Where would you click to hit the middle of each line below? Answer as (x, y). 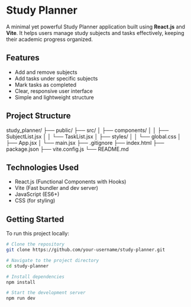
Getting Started (35, 219)
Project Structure (38, 116)
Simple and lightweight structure (54, 97)
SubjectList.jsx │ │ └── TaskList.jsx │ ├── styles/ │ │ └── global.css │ (94, 136)
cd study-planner (27, 266)
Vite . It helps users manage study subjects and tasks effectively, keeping (95, 33)
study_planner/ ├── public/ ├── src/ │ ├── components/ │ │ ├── (88, 130)
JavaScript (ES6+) (37, 194)
